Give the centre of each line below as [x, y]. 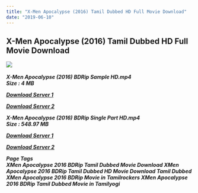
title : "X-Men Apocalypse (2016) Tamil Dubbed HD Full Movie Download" [96, 12]
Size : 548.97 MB [28, 124]
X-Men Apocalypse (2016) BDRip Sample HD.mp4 [69, 77]
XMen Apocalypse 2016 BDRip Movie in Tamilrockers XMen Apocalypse [97, 178]
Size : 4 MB [20, 83]
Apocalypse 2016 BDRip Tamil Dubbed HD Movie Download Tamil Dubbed [99, 171]
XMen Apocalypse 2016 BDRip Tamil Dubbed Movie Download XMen [93, 165]
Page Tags [20, 159]
